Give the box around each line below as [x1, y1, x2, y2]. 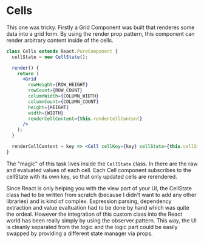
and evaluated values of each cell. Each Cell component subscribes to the [6, 166, 192, 173]
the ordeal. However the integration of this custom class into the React [6, 210, 183, 218]
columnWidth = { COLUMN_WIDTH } [28, 93, 99, 99]
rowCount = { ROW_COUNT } [28, 87, 83, 94]
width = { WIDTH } [28, 110, 64, 116]
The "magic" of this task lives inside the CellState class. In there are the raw [6, 160, 198, 167]
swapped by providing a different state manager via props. [6, 230, 153, 237]
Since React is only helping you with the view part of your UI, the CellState [6, 184, 192, 191]
